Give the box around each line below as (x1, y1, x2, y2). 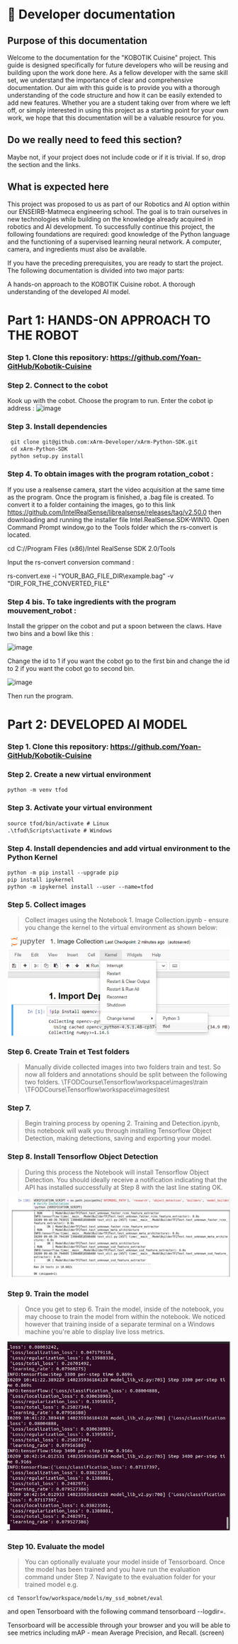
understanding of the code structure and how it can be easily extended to (7, 91, 222, 99)
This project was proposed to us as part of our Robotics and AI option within (7, 200, 230, 208)
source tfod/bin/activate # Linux (7, 820, 110, 827)
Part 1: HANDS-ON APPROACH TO (7, 312, 211, 328)
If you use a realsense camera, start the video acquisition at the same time (7, 485, 225, 494)
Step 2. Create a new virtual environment (7, 769, 152, 779)
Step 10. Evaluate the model (7, 1541, 105, 1551)
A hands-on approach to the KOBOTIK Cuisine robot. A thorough (7, 280, 196, 288)
